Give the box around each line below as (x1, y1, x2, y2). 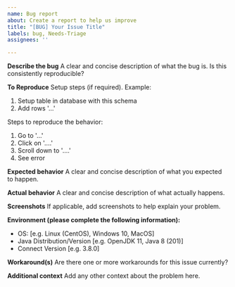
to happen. (7, 175, 39, 184)
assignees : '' (7, 37, 49, 44)
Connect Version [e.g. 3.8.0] (17, 244, 100, 253)
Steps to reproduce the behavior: (7, 117, 103, 127)
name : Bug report (7, 10, 58, 18)
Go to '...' (17, 132, 44, 140)
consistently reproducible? (7, 70, 84, 78)
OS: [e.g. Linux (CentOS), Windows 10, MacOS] (17, 229, 155, 238)
